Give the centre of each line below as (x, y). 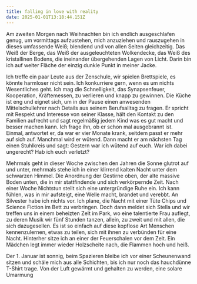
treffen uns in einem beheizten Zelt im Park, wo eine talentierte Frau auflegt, (98, 213)
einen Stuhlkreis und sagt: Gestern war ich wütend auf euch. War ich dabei (97, 146)
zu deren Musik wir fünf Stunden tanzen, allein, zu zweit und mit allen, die (96, 219)
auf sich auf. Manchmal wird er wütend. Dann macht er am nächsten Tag (94, 139)
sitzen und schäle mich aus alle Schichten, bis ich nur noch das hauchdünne (98, 262)
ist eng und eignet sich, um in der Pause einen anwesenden (79, 101)
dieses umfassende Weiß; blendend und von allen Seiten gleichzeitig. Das (96, 46)
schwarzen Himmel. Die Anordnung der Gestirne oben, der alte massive (93, 176)
